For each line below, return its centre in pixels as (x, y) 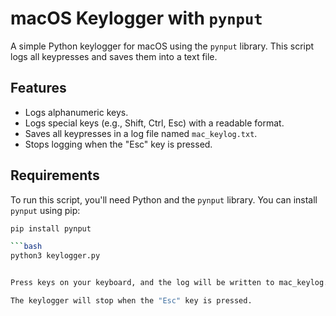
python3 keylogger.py (55, 256)
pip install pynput (51, 228)
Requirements (55, 175)
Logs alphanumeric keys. (76, 112)
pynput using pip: (45, 210)
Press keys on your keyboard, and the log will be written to (142, 283)
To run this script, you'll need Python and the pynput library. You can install (164, 199)
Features (38, 88)
